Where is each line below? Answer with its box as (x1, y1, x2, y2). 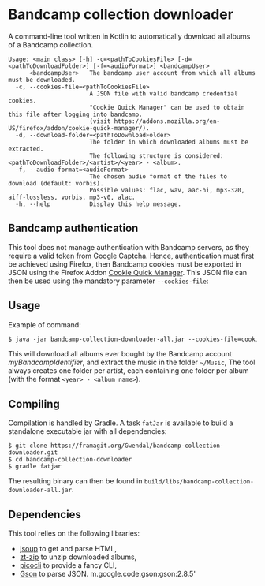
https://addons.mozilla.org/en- (114, 117, 221, 125)
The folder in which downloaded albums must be (89, 138, 248, 146)
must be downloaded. (8, 76, 77, 84)
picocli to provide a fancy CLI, (19, 561, 117, 570)
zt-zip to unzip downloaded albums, (19, 552, 137, 562)
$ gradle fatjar (8, 463, 62, 471)
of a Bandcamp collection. (8, 39, 93, 49)
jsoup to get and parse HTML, (19, 544, 117, 554)
